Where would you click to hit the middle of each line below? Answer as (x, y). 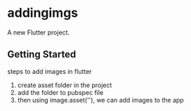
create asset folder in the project (65, 85)
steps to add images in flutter (50, 71)
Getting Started (42, 54)
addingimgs (43, 13)
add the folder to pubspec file (60, 92)
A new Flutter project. (39, 32)
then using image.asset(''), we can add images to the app (100, 100)
